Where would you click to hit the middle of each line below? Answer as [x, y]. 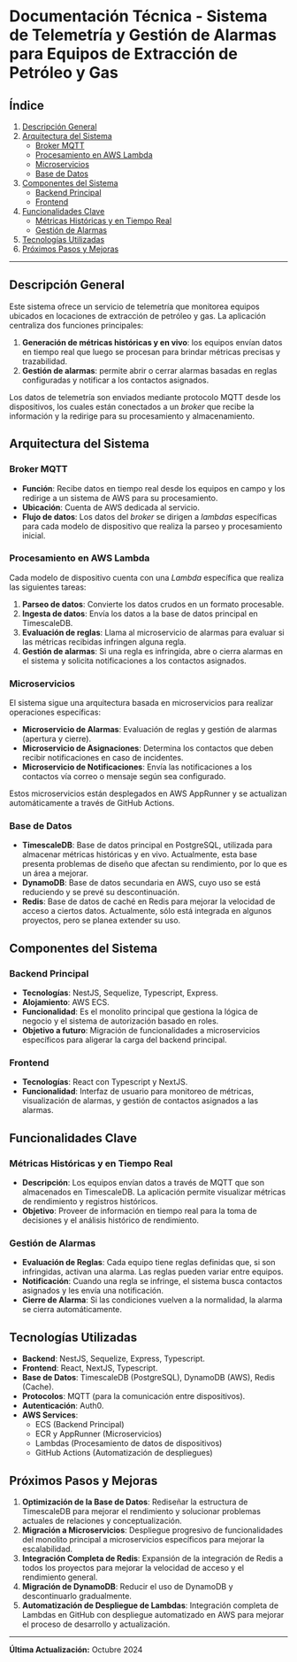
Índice [27, 105]
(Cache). [38, 1387]
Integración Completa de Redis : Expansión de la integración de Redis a [152, 1558]
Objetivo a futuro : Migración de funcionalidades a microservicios [141, 1031]
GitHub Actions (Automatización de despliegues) [124, 1453]
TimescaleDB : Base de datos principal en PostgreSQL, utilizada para [147, 845]
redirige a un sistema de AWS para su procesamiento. [120, 498]
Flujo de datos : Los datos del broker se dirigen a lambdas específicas [149, 516]
